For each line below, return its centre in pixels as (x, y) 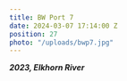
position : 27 (34, 34)
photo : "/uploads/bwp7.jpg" (62, 42)
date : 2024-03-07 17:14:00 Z (63, 26)
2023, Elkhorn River (47, 68)
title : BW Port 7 (42, 17)
